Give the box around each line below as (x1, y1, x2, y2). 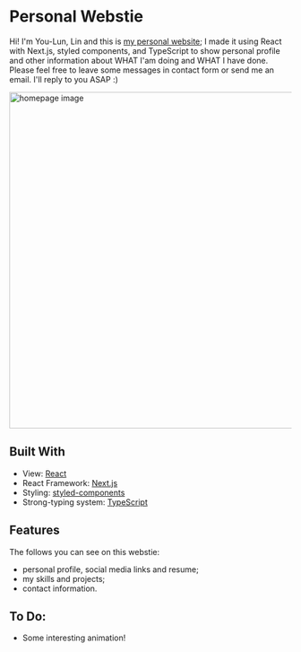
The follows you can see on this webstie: (9, 546, 160, 557)
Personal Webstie (9, 6, 143, 27)
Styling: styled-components (21, 487, 125, 498)
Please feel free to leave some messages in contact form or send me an (9, 65, 275, 75)
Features (9, 523, 60, 538)
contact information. (21, 583, 98, 594)
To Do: (9, 608, 47, 624)
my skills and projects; (21, 573, 106, 584)
